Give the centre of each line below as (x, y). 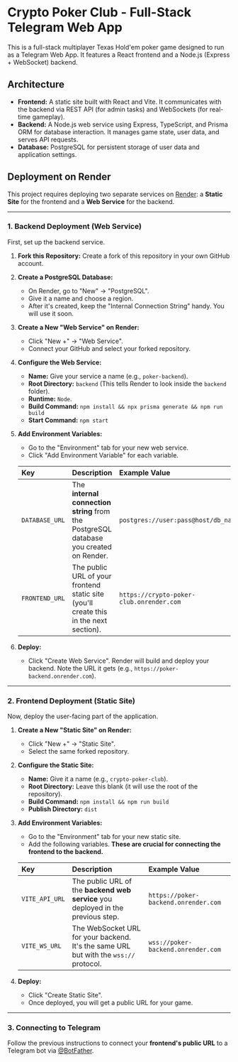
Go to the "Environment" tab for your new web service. (108, 448)
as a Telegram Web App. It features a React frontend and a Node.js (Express (119, 55)
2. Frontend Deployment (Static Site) (72, 700)
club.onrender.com (150, 602)
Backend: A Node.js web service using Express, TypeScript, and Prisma (123, 124)
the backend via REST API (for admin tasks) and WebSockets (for (113, 109)
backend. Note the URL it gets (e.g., (80, 668)
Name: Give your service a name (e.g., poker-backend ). (108, 376)
